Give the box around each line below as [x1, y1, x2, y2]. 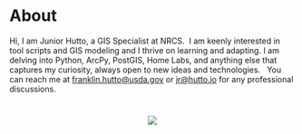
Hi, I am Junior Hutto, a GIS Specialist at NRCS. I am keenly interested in [9, 35, 281, 46]
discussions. [9, 83, 56, 94]
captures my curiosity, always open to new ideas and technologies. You [9, 64, 282, 75]
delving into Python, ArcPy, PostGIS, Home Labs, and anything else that [9, 54, 278, 65]
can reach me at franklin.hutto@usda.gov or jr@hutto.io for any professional [9, 73, 294, 84]
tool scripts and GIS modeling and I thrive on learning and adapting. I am [9, 44, 279, 55]
